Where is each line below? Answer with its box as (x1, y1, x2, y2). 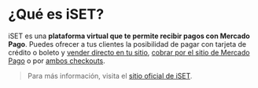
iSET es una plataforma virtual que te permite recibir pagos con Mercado (8, 31, 250, 40)
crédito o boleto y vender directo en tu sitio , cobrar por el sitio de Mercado (8, 48, 250, 57)
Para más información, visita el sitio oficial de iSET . (27, 71, 193, 80)
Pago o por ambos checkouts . (8, 56, 106, 65)
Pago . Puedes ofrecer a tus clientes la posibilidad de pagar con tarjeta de (8, 39, 246, 48)
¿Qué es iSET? (8, 5, 105, 23)
